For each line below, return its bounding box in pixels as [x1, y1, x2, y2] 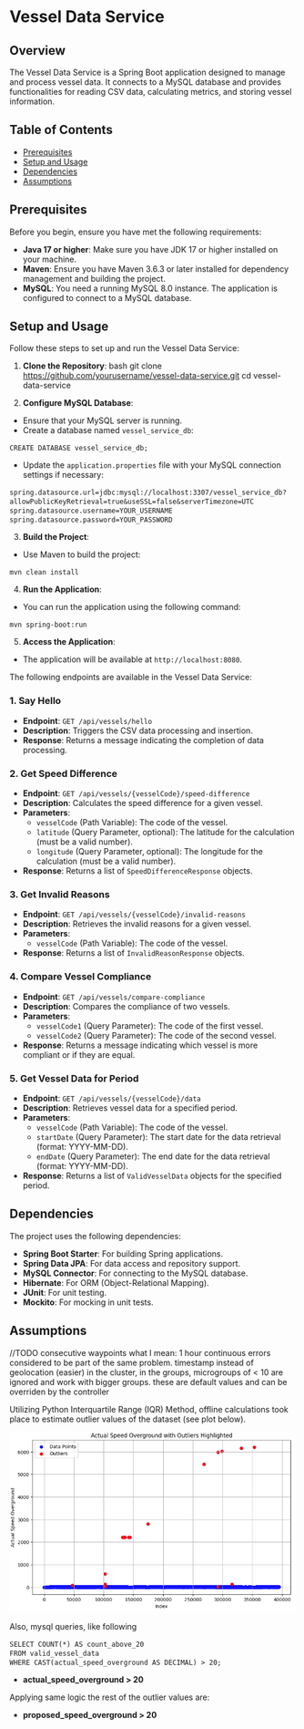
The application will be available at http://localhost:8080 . [22, 654, 243, 665]
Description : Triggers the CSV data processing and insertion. [22, 725, 253, 736]
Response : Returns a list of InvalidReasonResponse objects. [22, 947, 245, 958]
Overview [9, 43, 66, 58]
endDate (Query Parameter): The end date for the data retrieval [35, 1151, 270, 1162]
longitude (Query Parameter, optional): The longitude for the [35, 846, 264, 857]
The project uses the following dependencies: [9, 1230, 182, 1241]
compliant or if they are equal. [22, 1049, 136, 1060]
